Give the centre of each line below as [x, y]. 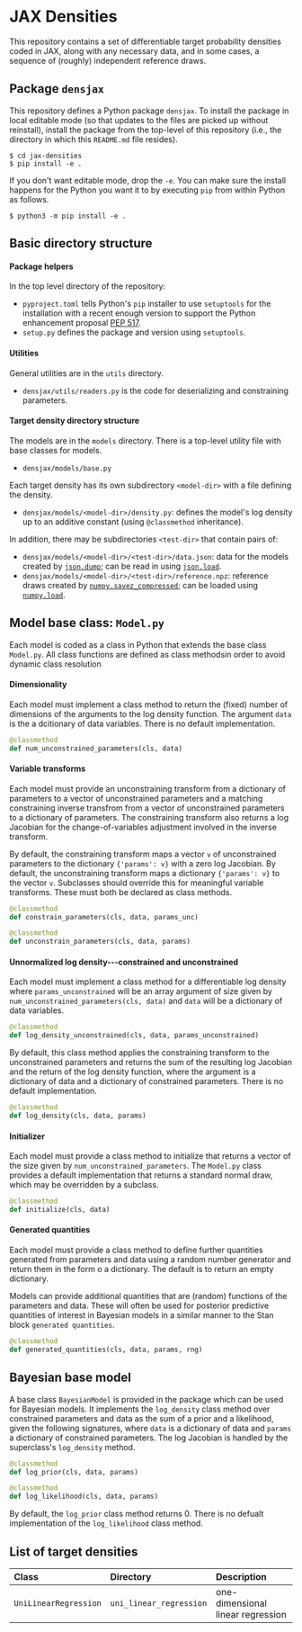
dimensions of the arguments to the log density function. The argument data [151, 713]
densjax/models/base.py [67, 468]
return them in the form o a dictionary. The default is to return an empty [142, 1269]
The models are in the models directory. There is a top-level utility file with [145, 440]
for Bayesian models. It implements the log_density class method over [140, 1409]
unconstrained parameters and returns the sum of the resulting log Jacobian [151, 1063]
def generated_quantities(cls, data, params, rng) [106, 1350]
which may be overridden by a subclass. [84, 1185]
